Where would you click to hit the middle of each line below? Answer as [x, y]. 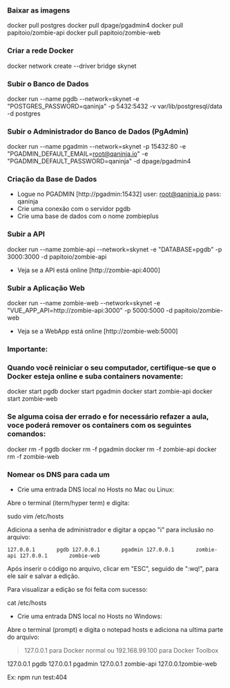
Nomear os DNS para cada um [59, 474]
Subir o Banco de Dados [48, 84]
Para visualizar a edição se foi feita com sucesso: [77, 589]
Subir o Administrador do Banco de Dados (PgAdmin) [98, 132]
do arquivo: [23, 637]
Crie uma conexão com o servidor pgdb [74, 209]
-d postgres [24, 114]
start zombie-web [32, 399]
